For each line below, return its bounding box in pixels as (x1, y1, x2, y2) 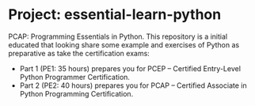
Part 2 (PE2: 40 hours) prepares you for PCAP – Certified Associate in (19, 81, 247, 90)
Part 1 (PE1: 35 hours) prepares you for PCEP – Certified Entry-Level (19, 63, 242, 73)
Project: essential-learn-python (8, 6, 222, 24)
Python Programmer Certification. (19, 72, 131, 81)
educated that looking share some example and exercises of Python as (8, 40, 240, 49)
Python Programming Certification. (19, 89, 134, 98)
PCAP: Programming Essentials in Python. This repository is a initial (8, 32, 228, 41)
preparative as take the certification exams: (8, 48, 150, 58)
